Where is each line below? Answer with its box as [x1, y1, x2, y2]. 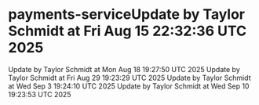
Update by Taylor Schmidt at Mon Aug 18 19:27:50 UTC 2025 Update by [8, 64, 241, 74]
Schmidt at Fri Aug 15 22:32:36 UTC [8, 22, 247, 40]
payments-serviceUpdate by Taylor [8, 5, 246, 24]
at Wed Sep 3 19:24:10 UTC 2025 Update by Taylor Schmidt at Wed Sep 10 [8, 81, 250, 91]
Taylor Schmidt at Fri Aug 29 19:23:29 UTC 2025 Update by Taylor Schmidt [8, 73, 251, 82]
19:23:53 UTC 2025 [8, 89, 71, 99]
